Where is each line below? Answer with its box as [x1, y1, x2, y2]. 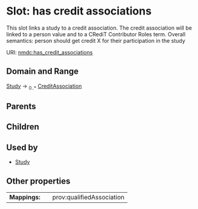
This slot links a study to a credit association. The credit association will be [6, 24, 192, 31]
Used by [6, 142, 38, 152]
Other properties [6, 176, 71, 186]
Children [6, 122, 39, 132]
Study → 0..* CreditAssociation [6, 82, 82, 91]
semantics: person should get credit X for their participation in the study [6, 37, 185, 44]
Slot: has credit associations [6, 4, 152, 18]
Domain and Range [6, 66, 79, 77]
